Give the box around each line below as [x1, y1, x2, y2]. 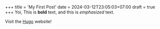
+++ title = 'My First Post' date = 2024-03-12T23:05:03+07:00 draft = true [5, 4, 155, 10]
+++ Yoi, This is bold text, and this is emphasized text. [5, 9, 115, 15]
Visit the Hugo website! [5, 19, 52, 24]
